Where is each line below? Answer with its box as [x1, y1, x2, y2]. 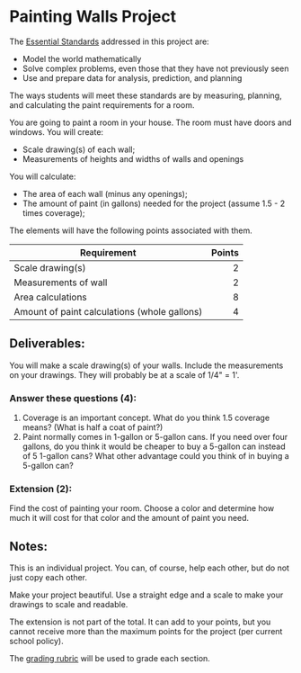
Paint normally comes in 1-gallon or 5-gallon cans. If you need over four [22, 432, 288, 443]
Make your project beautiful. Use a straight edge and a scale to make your [9, 589, 284, 600]
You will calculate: [9, 171, 76, 182]
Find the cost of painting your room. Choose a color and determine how [9, 503, 275, 514]
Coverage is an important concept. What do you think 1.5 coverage [22, 412, 270, 424]
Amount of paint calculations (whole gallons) [13, 305, 203, 318]
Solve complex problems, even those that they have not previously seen [22, 63, 289, 74]
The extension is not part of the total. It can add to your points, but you [9, 616, 271, 627]
